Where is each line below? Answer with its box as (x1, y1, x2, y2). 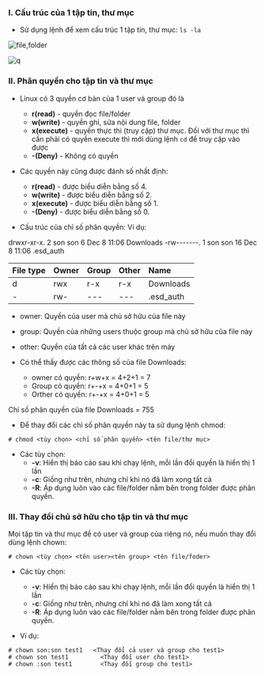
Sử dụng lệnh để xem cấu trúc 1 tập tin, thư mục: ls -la (19, 25, 202, 35)
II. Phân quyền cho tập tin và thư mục (8, 75, 153, 86)
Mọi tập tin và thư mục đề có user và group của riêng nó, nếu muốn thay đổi (8, 529, 256, 538)
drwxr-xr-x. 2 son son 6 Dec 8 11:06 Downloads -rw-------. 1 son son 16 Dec (8, 237, 257, 247)
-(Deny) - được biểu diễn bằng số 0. (31, 207, 150, 216)
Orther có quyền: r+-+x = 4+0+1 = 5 (31, 389, 150, 399)
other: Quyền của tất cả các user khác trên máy (19, 342, 176, 351)
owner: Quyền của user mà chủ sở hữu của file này (19, 311, 186, 321)
